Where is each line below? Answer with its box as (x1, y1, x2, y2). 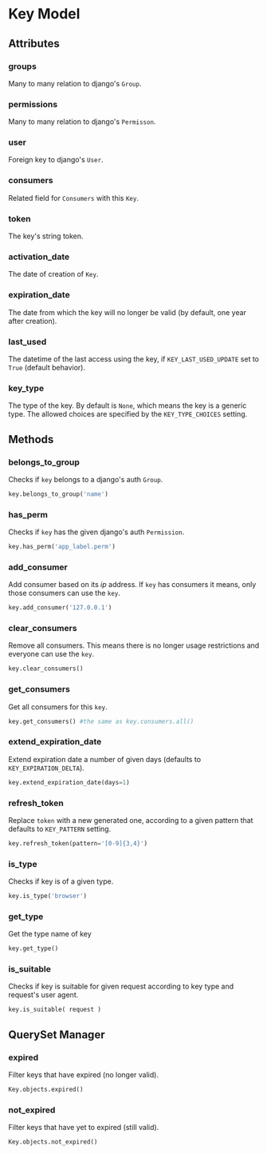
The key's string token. (8, 231, 84, 241)
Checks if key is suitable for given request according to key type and (8, 981, 234, 992)
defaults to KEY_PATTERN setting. (8, 824, 112, 833)
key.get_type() (8, 944, 59, 952)
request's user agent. (8, 990, 79, 1000)
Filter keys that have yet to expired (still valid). (8, 1123, 159, 1132)
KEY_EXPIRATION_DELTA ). (8, 763, 85, 773)
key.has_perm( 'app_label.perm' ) (8, 543, 116, 551)
